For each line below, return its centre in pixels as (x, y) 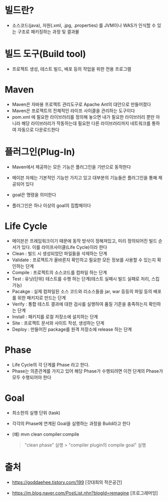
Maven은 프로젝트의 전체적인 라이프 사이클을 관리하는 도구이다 (73, 110)
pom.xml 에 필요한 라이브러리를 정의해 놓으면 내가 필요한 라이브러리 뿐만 (83, 117)
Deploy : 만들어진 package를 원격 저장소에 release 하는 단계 (72, 329)
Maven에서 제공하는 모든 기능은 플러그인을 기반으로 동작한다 (71, 167)
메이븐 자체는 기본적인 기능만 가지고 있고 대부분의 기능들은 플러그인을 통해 (85, 177)
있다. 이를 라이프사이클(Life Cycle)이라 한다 (64, 247)
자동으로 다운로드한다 (38, 129)
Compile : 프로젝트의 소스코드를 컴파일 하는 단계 (59, 272)
